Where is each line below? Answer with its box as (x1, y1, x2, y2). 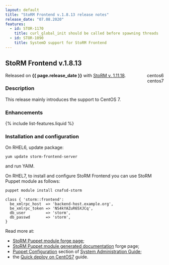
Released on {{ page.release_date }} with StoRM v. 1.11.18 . (5, 72, 126, 78)
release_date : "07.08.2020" (5, 17, 64, 22)
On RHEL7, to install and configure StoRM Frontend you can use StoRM (5, 173, 152, 179)
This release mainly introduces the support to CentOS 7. (5, 96, 121, 102)
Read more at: (5, 228, 34, 234)
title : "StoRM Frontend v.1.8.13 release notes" (5, 12, 109, 17)
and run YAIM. (5, 163, 35, 169)
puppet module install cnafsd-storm (5, 188, 82, 193)
